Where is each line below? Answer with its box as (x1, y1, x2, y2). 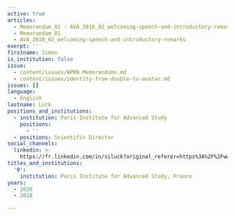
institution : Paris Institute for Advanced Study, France (20, 173, 192, 180)
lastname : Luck (7, 101, 52, 108)
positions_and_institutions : (7, 108, 92, 115)
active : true (7, 10, 45, 17)
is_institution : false (7, 56, 73, 63)
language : (7, 88, 36, 95)
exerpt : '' (7, 43, 39, 50)
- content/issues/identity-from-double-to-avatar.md (13, 75, 171, 82)
